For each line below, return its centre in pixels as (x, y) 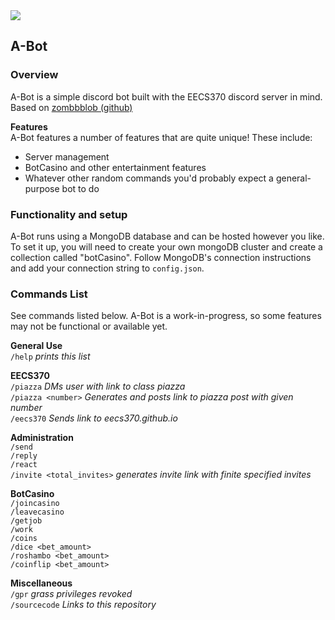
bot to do (80, 188)
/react (24, 465)
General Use (36, 346)
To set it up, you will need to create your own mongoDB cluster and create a (166, 246)
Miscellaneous (41, 583)
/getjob (26, 521)
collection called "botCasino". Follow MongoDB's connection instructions (161, 257)
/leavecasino (37, 512)
